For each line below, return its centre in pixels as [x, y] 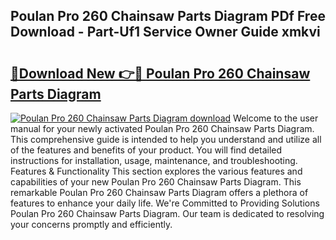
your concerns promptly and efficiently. [91, 224]
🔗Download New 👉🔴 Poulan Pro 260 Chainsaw [160, 73]
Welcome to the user [276, 118]
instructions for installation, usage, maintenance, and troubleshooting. [154, 160]
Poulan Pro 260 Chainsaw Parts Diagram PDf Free [168, 16]
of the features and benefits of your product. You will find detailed [146, 150]
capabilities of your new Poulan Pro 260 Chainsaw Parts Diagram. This [156, 182]
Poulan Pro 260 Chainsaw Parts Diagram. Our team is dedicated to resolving [167, 213]
